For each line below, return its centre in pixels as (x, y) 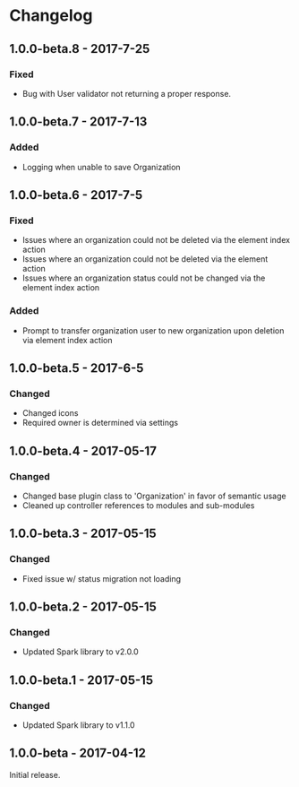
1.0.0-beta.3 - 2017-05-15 (83, 534)
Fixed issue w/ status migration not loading (102, 578)
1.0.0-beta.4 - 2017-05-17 (83, 450)
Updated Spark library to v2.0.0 (80, 652)
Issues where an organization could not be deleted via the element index (156, 240)
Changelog (51, 16)
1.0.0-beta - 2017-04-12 (77, 753)
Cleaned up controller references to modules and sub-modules (138, 505)
